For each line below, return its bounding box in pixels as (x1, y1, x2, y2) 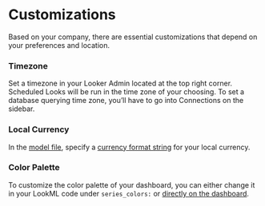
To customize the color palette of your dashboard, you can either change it (8, 180, 255, 189)
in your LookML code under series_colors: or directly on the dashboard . (8, 188, 250, 198)
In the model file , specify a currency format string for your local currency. (8, 142, 251, 152)
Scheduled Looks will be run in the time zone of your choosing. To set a (8, 87, 245, 97)
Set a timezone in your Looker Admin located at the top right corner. (8, 78, 233, 89)
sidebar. (8, 104, 35, 113)
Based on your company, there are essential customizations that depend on (8, 32, 258, 42)
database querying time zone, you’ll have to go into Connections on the (8, 96, 244, 105)
